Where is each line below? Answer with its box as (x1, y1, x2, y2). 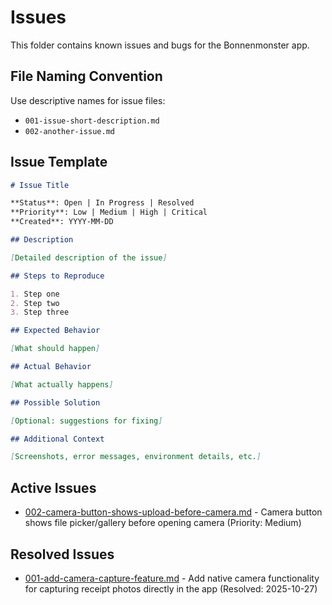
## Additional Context (10, 434, 105, 444)
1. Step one (10, 289, 60, 299)
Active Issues (10, 479, 97, 496)
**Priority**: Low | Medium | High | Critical (10, 207, 208, 218)
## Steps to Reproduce (10, 271, 105, 281)
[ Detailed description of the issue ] (10, 252, 168, 263)
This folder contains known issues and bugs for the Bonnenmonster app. (10, 39, 310, 51)
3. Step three (10, 307, 70, 318)
